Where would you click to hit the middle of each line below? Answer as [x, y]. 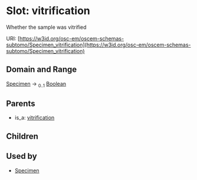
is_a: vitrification [35, 118]
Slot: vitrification [48, 11]
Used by [22, 156]
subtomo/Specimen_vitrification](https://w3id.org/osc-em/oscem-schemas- [98, 45]
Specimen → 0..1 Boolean [36, 84]
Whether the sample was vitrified [46, 27]
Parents [21, 103]
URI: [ [13, 38]
